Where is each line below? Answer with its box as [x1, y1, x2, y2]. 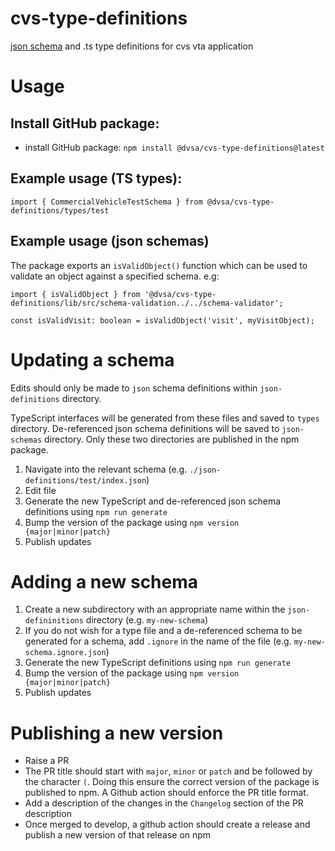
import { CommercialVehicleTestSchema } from [10, 197, 203, 207]
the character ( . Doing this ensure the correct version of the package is [24, 776, 320, 788]
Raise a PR [24, 755, 70, 767]
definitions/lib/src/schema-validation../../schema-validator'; [10, 298, 284, 308]
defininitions [24, 616, 84, 626]
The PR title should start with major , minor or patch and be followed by [24, 765, 313, 777]
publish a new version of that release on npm [24, 829, 212, 841]
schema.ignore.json [24, 648, 107, 658]
